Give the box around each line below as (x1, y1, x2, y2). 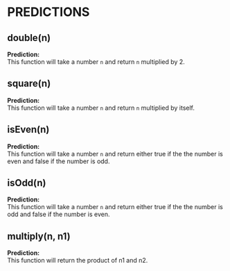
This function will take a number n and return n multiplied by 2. (7, 58, 185, 66)
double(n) (7, 32, 51, 44)
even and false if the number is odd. (7, 157, 110, 165)
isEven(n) (7, 124, 50, 135)
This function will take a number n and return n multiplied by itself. (7, 104, 195, 112)
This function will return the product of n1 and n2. (7, 256, 148, 265)
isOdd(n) (7, 177, 46, 189)
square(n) (7, 78, 51, 90)
